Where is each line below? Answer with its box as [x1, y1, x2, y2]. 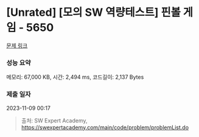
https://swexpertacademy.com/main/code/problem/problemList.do [21, 124, 189, 131]
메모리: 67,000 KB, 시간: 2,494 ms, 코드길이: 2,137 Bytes [6, 73, 144, 81]
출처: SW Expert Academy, [21, 116, 88, 124]
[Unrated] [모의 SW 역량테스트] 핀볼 [6, 5, 181, 19]
